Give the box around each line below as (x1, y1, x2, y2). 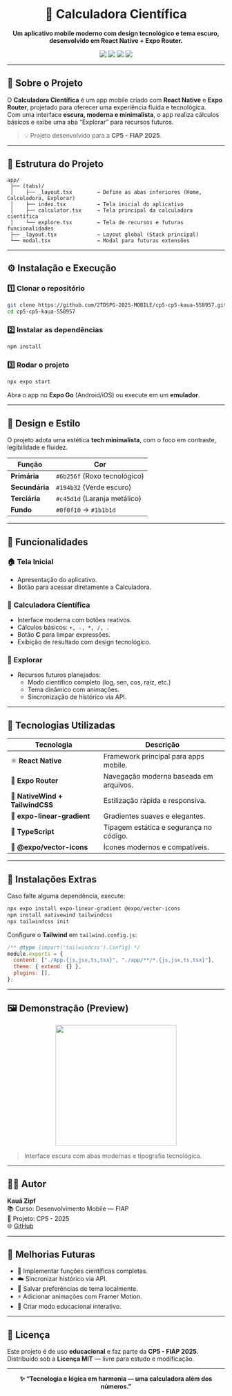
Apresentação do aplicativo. (17, 575, 97, 583)
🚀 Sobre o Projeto (7, 78, 84, 89)
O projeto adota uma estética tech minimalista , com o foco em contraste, (7, 436, 217, 444)
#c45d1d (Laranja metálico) (55, 494, 142, 504)
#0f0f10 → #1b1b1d (55, 505, 116, 515)
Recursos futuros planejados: (17, 671, 101, 679)
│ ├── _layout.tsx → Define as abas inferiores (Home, (10, 188, 202, 196)
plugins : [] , (13, 970, 51, 977)
